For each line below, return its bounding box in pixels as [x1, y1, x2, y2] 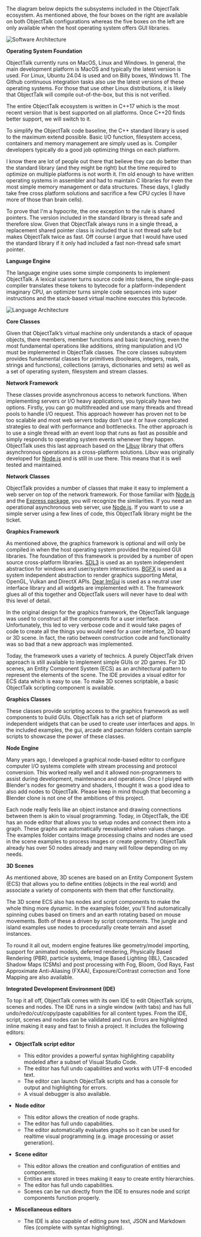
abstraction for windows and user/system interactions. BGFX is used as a [6, 565, 187, 572]
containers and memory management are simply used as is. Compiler [6, 140, 178, 146]
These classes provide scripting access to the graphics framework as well [6, 708, 189, 714]
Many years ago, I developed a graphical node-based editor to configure [6, 756, 185, 763]
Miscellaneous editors [14, 1206, 72, 1213]
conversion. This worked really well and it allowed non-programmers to [6, 769, 182, 776]
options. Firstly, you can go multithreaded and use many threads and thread [6, 404, 193, 411]
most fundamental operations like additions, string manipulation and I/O [6, 342, 182, 349]
